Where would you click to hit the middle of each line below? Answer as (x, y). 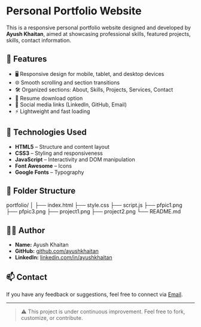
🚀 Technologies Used (46, 132)
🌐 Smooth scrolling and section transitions (67, 82)
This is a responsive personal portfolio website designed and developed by (99, 27)
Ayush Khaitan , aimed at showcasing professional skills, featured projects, (98, 33)
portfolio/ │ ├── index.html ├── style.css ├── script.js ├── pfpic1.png (94, 205)
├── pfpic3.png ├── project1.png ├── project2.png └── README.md (94, 212)
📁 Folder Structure (41, 190)
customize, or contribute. (52, 318)
